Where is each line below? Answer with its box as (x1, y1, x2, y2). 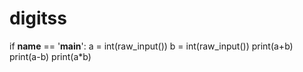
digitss (9, 7, 67, 30)
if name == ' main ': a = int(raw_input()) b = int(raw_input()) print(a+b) (9, 40, 294, 52)
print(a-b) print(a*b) (9, 50, 92, 62)
